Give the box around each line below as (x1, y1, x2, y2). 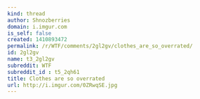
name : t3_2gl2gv (7, 56, 55, 63)
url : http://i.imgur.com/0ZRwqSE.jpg (7, 82, 118, 89)
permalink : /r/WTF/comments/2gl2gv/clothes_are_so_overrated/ (7, 43, 193, 49)
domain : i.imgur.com (7, 23, 68, 30)
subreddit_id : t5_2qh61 (7, 68, 80, 75)
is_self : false (7, 29, 52, 37)
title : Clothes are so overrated (7, 75, 105, 82)
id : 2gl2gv (7, 49, 39, 56)
